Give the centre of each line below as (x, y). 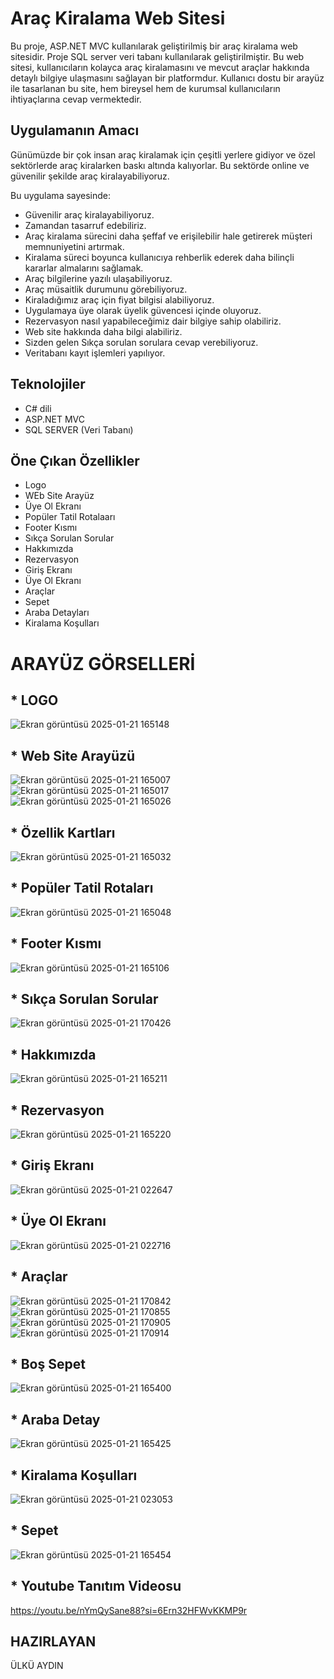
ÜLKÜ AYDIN (37, 1666)
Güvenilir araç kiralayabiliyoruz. (89, 214)
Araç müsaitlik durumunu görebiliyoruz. (106, 289)
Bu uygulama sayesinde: (61, 195)
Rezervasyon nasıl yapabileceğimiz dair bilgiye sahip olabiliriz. (153, 321)
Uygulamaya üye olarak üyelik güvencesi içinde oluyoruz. (143, 310)
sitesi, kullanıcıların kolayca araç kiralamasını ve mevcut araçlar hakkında (160, 67)
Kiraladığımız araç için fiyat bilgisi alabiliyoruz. (119, 299)
